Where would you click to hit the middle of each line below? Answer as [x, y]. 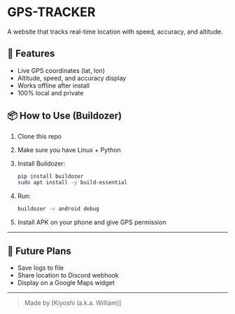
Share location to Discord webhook [68, 275]
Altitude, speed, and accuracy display [72, 78]
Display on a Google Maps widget [66, 282]
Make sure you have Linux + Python [69, 150]
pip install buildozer [50, 176]
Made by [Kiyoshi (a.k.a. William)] [73, 303]
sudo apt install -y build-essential [72, 183]
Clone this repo [39, 136]
